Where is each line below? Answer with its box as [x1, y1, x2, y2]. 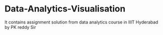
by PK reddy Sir [4, 24, 36, 30]
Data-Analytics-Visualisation [4, 3, 126, 14]
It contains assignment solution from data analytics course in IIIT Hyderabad [4, 19, 159, 25]
